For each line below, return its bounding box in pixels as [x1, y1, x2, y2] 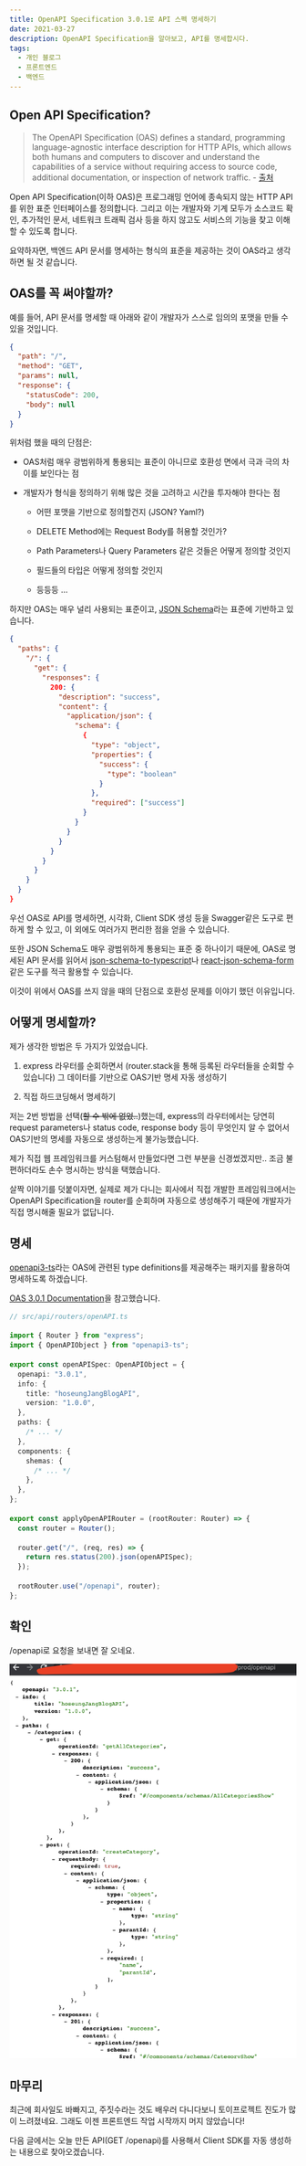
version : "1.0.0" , [25, 1399, 96, 1408]
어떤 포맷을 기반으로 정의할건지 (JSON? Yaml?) [36, 507, 205, 518]
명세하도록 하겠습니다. [9, 1273, 88, 1284]
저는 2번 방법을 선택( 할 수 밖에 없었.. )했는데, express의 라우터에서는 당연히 [9, 1110, 276, 1121]
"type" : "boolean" [107, 769, 178, 778]
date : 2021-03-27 [9, 24, 76, 34]
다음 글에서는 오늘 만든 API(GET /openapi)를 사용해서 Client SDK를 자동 [9, 2135, 268, 2146]
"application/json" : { [66, 712, 153, 721]
